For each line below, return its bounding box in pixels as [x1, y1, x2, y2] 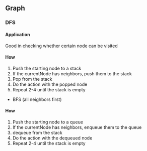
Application [5, 31, 30, 37]
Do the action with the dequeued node [12, 135, 93, 141]
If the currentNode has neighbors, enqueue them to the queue [12, 124, 142, 130]
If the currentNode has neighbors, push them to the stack [12, 70, 132, 77]
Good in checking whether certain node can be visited [5, 43, 118, 49]
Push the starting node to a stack [12, 65, 82, 71]
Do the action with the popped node [12, 81, 88, 87]
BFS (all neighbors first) [12, 96, 62, 102]
